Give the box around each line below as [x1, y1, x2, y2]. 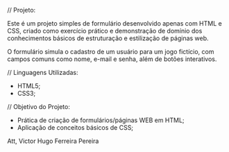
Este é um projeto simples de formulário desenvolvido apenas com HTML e [7, 19, 222, 27]
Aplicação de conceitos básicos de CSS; [17, 124, 134, 131]
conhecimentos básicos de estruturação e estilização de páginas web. [7, 34, 210, 42]
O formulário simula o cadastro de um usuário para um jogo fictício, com [7, 48, 214, 56]
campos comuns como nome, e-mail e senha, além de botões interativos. [7, 55, 217, 63]
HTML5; [17, 82, 41, 90]
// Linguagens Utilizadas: [7, 69, 78, 76]
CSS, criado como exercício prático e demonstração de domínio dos [7, 27, 203, 35]
